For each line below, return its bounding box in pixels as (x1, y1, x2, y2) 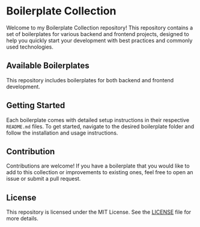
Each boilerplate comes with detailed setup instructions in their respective (6, 116, 190, 124)
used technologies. (6, 43, 54, 50)
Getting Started (6, 100, 65, 110)
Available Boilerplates (6, 61, 90, 71)
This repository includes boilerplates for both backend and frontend (6, 76, 174, 83)
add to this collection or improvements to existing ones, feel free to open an (6, 169, 193, 176)
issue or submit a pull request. (6, 175, 81, 183)
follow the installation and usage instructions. (6, 129, 118, 136)
